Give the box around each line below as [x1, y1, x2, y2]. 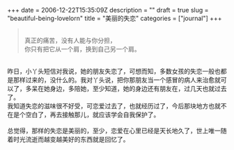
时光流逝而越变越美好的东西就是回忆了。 [13, 135, 130, 143]
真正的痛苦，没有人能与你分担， [24, 36, 116, 44]
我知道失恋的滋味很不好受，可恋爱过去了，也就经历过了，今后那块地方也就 [7, 102, 221, 110]
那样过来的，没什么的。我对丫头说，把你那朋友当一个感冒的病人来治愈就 [13, 76, 221, 84]
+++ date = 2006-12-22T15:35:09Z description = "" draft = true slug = [7, 6, 209, 14]
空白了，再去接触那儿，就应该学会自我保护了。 [25, 110, 160, 119]
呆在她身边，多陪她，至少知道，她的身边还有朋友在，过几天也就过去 [31, 85, 227, 92]
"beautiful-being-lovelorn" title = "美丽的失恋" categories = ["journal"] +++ [7, 14, 222, 22]
